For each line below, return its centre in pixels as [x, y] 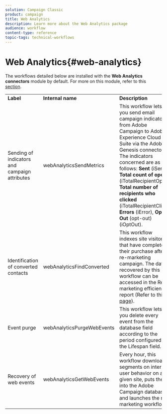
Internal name [60, 98]
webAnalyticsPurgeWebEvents [79, 327]
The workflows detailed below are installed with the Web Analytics [74, 76]
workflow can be [139, 276]
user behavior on [139, 373]
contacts [18, 273]
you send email [137, 112]
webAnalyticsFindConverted [76, 267]
